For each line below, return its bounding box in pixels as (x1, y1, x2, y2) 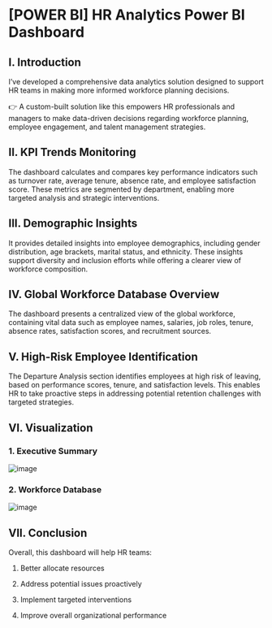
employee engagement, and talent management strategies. (8, 122, 206, 132)
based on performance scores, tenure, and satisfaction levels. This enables (8, 380, 261, 390)
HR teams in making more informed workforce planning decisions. (8, 85, 230, 95)
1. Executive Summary (8, 445, 98, 457)
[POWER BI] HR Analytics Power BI (8, 6, 245, 24)
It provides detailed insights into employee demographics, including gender (8, 238, 261, 248)
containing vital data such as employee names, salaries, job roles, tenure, (8, 318, 254, 327)
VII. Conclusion (8, 526, 88, 539)
